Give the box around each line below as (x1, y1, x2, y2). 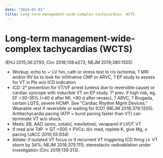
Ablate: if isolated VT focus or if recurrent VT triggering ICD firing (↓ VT (12, 137, 158, 143)
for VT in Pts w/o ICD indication (12, 79, 76, 85)
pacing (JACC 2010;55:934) (12, 132, 69, 137)
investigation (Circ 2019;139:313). (12, 147, 80, 153)
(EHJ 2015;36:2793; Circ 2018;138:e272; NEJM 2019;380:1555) (5, 59, 133, 65)
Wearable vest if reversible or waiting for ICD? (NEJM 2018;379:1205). (12, 105, 154, 111)
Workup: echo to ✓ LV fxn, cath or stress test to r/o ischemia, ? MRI (12, 69, 149, 75)
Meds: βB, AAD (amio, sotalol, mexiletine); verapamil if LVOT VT (12, 121, 141, 127)
